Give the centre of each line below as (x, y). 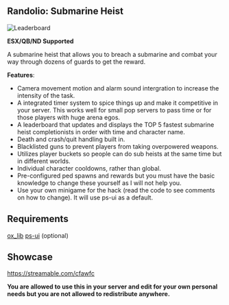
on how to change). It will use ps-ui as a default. (85, 197)
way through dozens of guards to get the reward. (76, 62)
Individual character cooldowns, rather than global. (89, 168)
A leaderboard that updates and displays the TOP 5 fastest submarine (116, 124)
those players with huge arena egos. (69, 117)
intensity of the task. (46, 95)
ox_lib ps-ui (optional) (38, 235)
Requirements (38, 219)
